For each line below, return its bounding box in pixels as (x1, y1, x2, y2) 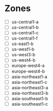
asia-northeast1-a (11, 74, 47, 79)
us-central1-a (11, 19, 39, 25)
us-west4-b (11, 57, 36, 63)
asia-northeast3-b (11, 90, 49, 96)
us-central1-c (11, 30, 39, 36)
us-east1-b (11, 41, 34, 47)
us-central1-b (11, 25, 39, 30)
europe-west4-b (11, 68, 45, 74)
